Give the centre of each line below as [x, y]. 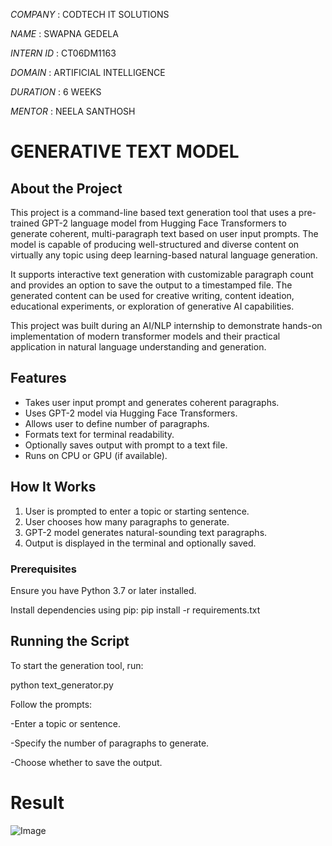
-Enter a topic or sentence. [65, 723]
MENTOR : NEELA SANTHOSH [73, 111]
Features [38, 378]
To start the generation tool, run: [77, 665]
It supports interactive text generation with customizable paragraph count [162, 274]
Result [37, 802]
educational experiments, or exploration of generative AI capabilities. [152, 306]
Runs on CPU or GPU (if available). [96, 455]
